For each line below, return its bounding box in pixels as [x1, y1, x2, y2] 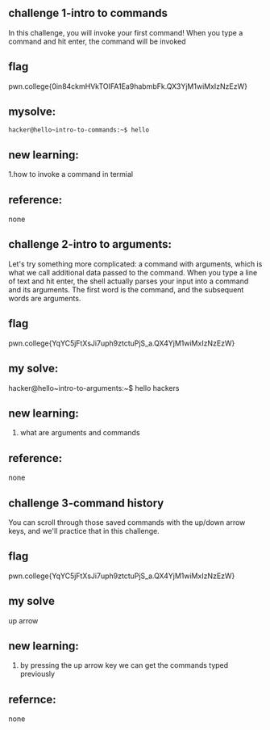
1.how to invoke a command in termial [8, 170, 134, 179]
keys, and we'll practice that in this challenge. [8, 526, 160, 535]
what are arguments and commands [19, 428, 140, 438]
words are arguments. [8, 293, 81, 303]
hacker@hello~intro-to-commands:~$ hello [8, 126, 150, 134]
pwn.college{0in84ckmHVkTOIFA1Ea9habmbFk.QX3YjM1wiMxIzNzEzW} [8, 81, 248, 91]
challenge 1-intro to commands [8, 6, 168, 20]
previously [19, 669, 55, 679]
